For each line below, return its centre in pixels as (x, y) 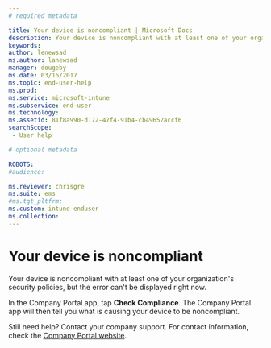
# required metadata (43, 16)
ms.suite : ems (32, 194)
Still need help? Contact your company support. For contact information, (129, 326)
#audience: (27, 172)
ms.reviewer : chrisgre (46, 186)
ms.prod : (23, 90)
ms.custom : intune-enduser (54, 209)
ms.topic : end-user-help (50, 83)
